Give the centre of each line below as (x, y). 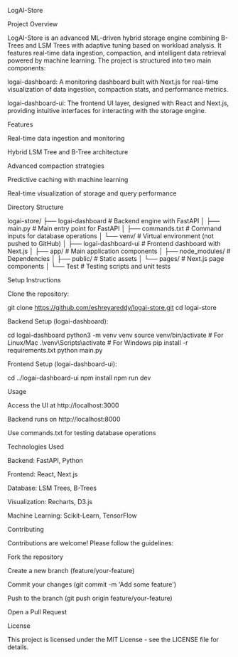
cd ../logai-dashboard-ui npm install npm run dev (79, 378)
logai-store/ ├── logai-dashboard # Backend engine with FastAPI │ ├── (114, 221)
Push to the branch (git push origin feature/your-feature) (90, 598)
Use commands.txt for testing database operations (82, 433)
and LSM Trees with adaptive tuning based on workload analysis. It (123, 45)
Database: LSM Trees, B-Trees (52, 488)
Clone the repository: (38, 294)
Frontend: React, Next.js (43, 474)
